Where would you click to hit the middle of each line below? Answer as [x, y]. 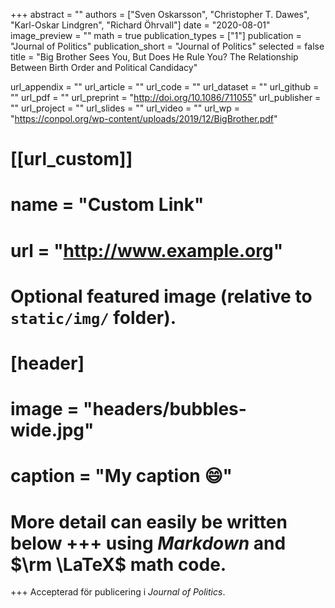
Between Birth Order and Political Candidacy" [104, 67]
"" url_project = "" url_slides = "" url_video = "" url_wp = [125, 108]
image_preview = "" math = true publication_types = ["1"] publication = [156, 35]
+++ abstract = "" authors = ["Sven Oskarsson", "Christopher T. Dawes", [160, 14]
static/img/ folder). [93, 317]
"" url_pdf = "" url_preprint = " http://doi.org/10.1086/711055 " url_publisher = [166, 97]
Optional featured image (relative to [161, 296]
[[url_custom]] [71, 159]
